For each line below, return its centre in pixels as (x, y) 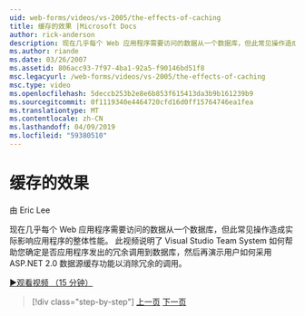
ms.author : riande (44, 52)
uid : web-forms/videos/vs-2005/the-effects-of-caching (115, 18)
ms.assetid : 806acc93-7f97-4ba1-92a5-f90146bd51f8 (107, 69)
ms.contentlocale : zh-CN (56, 119)
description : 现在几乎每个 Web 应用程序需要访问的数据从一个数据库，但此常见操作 (148, 43)
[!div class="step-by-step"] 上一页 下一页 (109, 302)
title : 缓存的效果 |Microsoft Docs (74, 26)
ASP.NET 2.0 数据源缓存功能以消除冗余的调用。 (98, 263)
